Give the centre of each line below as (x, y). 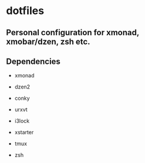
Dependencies (33, 61)
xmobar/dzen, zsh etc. (48, 41)
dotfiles (25, 11)
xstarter (24, 133)
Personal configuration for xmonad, (73, 33)
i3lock (22, 121)
